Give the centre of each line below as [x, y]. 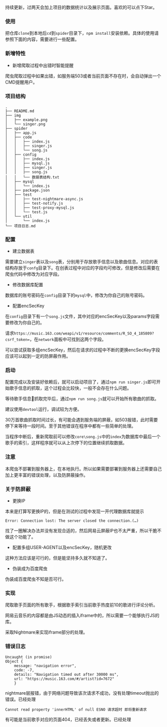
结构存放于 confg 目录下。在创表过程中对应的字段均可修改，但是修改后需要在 [83, 268]
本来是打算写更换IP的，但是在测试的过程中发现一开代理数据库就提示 [75, 511]
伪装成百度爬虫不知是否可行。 [36, 579]
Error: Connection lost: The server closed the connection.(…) [72, 521]
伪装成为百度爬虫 [30, 568]
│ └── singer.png [25, 124]
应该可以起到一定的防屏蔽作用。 [38, 356]
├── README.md [20, 111]
